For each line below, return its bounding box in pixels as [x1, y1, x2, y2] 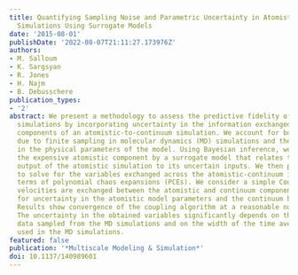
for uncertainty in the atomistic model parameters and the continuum [17, 194, 284, 204]
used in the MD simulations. [17, 227, 125, 236]
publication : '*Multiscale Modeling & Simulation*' [9, 244, 204, 253]
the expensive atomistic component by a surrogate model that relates [17, 153, 284, 162]
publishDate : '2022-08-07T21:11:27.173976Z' [9, 37, 176, 47]
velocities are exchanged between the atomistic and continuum [17, 186, 255, 195]
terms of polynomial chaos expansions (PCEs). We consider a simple [17, 178, 276, 187]
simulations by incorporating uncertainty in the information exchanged [17, 121, 292, 130]
